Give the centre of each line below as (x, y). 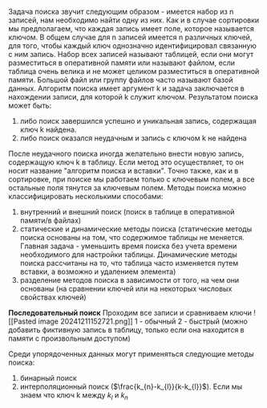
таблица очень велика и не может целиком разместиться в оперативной (134, 71)
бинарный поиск (49, 378)
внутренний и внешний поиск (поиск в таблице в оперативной (127, 212)
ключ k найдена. (48, 129)
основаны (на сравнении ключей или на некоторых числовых (126, 289)
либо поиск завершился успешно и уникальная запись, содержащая (138, 121)
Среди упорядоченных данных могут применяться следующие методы (131, 354)
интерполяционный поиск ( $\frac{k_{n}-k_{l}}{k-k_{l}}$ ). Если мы (131, 386)
